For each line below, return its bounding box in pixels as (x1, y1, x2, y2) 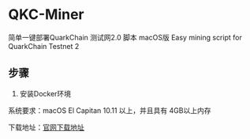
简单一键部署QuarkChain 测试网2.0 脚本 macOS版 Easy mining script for (8, 32, 242, 42)
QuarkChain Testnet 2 (8, 41, 80, 51)
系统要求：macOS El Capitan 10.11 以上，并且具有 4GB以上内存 (8, 105, 211, 115)
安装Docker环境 (19, 88, 72, 98)
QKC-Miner (8, 6, 84, 24)
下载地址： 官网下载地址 (8, 122, 84, 132)
